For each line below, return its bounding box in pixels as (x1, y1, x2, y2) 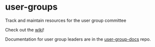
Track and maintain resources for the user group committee (5, 17, 127, 23)
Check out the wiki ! (5, 27, 44, 32)
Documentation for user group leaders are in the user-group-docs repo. (5, 36, 152, 42)
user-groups (5, 1, 58, 13)
